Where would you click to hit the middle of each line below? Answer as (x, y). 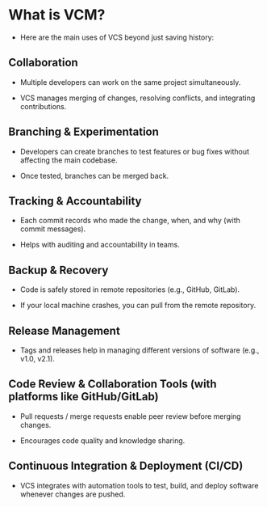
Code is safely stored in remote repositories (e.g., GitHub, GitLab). (130, 289)
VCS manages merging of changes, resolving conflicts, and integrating (138, 98)
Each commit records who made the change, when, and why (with (130, 221)
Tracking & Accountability (75, 201)
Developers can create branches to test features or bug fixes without (135, 151)
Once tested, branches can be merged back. (94, 175)
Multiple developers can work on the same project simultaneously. (130, 82)
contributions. (43, 106)
